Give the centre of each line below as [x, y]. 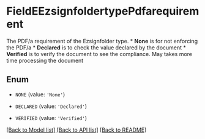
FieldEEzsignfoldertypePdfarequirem [103, 11]
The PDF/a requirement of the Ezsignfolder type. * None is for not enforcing [102, 41]
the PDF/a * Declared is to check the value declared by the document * [96, 48]
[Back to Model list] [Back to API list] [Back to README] [76, 130]
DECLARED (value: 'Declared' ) [51, 106]
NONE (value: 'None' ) [40, 94]
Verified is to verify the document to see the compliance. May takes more [99, 54]
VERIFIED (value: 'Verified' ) [51, 118]
